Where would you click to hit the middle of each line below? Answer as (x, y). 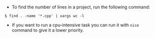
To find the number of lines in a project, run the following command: (81, 7)
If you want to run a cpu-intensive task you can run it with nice (75, 25)
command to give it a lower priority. (48, 30)
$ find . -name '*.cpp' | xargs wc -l (44, 16)
